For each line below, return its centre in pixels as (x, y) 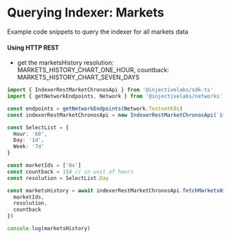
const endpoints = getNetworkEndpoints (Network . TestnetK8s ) (95, 109)
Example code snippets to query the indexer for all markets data (98, 32)
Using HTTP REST (33, 47)
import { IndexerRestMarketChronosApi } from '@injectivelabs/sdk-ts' (110, 90)
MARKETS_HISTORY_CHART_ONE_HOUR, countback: (93, 70)
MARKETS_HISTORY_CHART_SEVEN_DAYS (78, 78)
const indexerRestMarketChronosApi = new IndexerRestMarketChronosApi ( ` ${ (117, 115)
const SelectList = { (38, 127)
